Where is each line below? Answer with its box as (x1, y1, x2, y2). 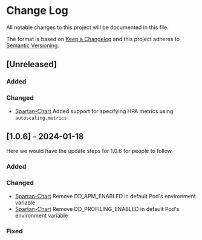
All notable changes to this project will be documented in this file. (6, 24, 169, 31)
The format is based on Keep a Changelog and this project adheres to (6, 35, 180, 42)
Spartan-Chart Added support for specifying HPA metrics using (15, 107, 174, 115)
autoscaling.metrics (15, 115, 67, 121)
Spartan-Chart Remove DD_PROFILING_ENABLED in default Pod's (15, 205, 180, 212)
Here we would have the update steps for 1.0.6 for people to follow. (6, 148, 174, 155)
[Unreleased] (6, 59, 57, 70)
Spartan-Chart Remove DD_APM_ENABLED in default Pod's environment (15, 192, 197, 199)
